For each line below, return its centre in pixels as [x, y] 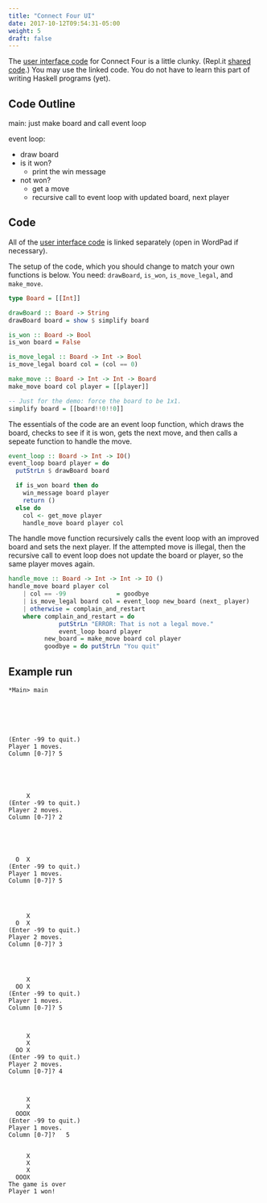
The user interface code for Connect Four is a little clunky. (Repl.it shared [130, 61]
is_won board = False [45, 343]
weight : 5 [25, 31]
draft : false [30, 38]
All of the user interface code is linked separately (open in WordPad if [123, 242]
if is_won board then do [57, 486]
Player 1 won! [32, 1191]
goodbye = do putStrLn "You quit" [102, 646]
